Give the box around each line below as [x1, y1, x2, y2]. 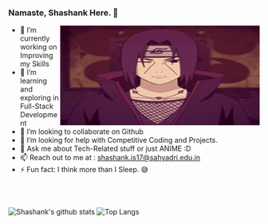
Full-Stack [19, 101, 54, 111]
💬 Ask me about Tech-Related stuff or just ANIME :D [19, 143, 191, 154]
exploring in [19, 93, 59, 103]
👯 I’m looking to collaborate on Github [19, 127, 144, 136]
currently [19, 33, 50, 43]
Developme [19, 110, 58, 120]
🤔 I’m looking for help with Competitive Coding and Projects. [19, 136, 218, 145]
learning [19, 76, 48, 86]
